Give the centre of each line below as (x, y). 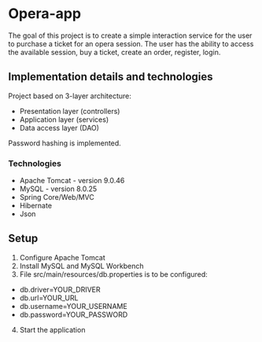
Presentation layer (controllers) (70, 111)
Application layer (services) (64, 120)
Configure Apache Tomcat (63, 257)
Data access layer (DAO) (59, 127)
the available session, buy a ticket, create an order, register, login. (114, 52)
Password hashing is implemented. (65, 143)
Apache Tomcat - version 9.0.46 (72, 181)
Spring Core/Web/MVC (57, 197)
